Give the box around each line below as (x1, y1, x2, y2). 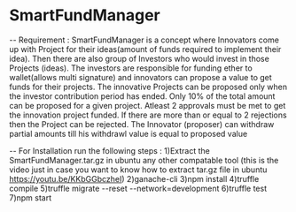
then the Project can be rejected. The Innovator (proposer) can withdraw (9, 118, 275, 129)
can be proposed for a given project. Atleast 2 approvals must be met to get (9, 100, 286, 110)
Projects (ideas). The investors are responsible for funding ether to (9, 63, 253, 73)
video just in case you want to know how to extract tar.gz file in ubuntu (9, 164, 268, 175)
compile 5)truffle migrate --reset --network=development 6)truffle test (9, 183, 268, 193)
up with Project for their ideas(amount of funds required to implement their (9, 43, 282, 54)
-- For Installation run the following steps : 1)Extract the (9, 145, 210, 155)
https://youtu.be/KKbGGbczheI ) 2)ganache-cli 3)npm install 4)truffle (9, 173, 260, 184)
